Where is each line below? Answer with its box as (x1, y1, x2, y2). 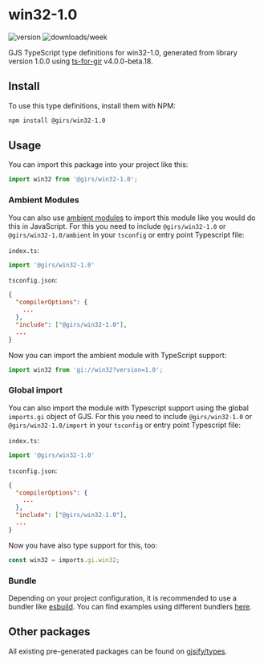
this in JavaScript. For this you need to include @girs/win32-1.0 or (8, 221, 226, 230)
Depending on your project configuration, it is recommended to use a (8, 593, 237, 603)
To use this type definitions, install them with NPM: (8, 100, 177, 110)
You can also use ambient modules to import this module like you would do (8, 213, 256, 222)
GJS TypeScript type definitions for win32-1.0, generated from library (8, 47, 238, 57)
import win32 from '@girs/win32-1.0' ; (8, 175, 138, 184)
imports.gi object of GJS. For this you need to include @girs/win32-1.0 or (8, 411, 253, 421)
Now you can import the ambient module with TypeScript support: (8, 350, 227, 360)
